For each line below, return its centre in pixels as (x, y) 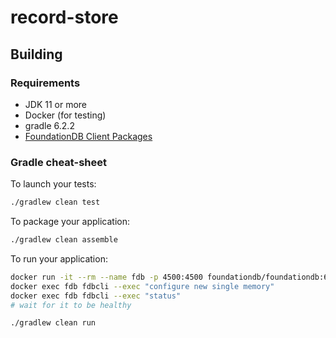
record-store (64, 17)
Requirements (45, 83)
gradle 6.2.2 (49, 125)
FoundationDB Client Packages (88, 136)
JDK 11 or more (56, 104)
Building (36, 54)
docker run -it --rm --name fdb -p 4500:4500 (106, 277)
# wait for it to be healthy (71, 305)
